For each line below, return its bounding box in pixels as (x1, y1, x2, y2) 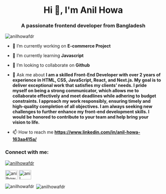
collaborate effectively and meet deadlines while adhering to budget (12, 93, 157, 99)
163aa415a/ (12, 136, 37, 142)
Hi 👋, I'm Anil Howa (43, 4, 123, 16)
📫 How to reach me (12, 129, 54, 135)
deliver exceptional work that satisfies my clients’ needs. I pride (12, 82, 147, 88)
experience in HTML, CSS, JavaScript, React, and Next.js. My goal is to (12, 77, 161, 83)
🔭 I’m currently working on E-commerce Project (12, 43, 111, 49)
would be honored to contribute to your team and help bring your (12, 114, 149, 120)
